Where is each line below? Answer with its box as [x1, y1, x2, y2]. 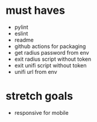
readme [14, 36, 34, 43]
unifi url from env [14, 68, 58, 75]
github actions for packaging [14, 43, 86, 50]
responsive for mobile [14, 109, 69, 116]
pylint [14, 23, 28, 31]
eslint [14, 29, 28, 37]
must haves [5, 4, 66, 17]
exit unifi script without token [14, 61, 87, 69]
